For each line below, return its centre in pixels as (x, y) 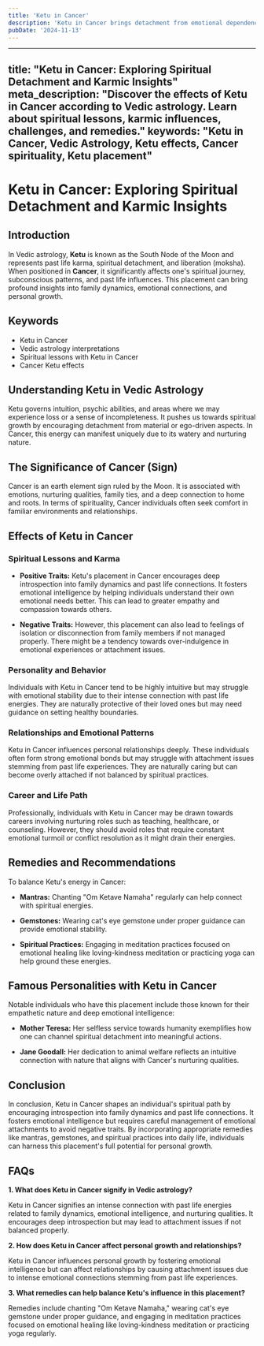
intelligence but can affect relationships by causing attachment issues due (128, 1270)
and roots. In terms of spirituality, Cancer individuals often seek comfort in (128, 503)
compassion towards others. (66, 609)
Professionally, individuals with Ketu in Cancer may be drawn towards (121, 812)
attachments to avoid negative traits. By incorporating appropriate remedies (131, 1129)
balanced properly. (38, 1230)
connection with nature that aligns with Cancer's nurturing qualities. (129, 1061)
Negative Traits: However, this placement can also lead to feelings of (132, 625)
